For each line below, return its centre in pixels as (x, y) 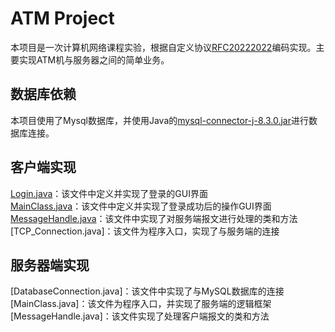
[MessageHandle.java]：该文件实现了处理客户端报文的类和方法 (140, 316)
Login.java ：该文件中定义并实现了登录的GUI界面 (109, 193)
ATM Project (62, 18)
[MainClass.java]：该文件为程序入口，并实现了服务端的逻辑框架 (141, 304)
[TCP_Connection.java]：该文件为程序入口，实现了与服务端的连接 (145, 231)
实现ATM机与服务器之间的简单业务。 (94, 59)
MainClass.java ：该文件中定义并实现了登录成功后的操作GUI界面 (141, 206)
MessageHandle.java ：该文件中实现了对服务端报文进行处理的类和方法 (154, 218)
